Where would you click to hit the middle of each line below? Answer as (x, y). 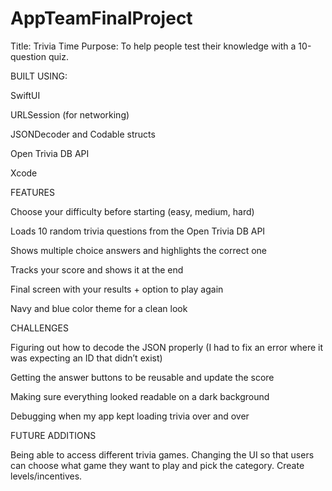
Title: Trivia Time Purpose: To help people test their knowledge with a (153, 46)
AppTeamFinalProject (101, 18)
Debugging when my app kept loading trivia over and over (130, 416)
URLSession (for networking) (70, 114)
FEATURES (33, 192)
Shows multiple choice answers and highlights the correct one (138, 250)
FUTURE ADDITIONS (53, 435)
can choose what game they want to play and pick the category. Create (157, 465)
